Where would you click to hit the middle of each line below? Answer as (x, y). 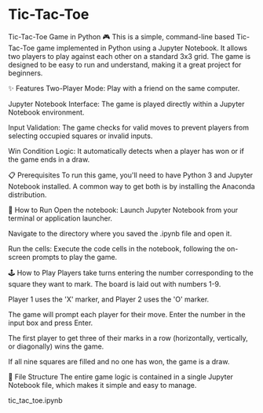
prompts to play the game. (75, 257)
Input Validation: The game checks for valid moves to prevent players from (129, 127)
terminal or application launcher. (60, 218)
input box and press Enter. (51, 323)
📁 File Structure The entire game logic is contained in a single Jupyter (121, 376)
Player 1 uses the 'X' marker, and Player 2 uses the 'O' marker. (109, 299)
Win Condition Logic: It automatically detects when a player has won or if (126, 151)
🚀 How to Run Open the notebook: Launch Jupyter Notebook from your (123, 210)
